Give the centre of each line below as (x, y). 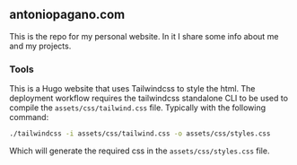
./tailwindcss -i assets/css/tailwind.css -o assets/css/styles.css (140, 134)
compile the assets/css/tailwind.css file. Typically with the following (138, 108)
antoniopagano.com (67, 15)
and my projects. (40, 46)
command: (29, 117)
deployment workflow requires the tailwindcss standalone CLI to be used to (149, 99)
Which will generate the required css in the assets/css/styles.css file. (140, 151)
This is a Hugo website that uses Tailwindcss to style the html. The (132, 89)
